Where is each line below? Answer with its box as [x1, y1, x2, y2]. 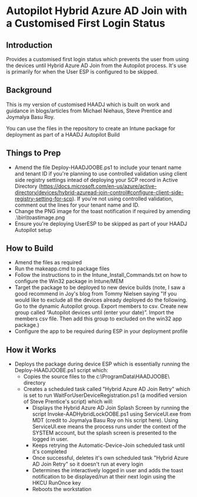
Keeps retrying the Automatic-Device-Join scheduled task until [32, 442, 185, 449]
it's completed [32, 448, 67, 455]
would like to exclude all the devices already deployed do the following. [14, 296, 188, 304]
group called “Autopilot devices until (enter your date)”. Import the [14, 309, 175, 316]
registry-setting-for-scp [14, 195, 72, 202]
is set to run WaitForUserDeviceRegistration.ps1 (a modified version [23, 392, 187, 399]
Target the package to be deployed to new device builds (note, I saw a [14, 284, 185, 291]
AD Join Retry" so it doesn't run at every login [32, 460, 143, 468]
